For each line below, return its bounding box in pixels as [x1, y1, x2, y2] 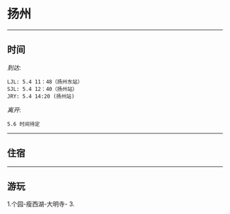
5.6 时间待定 [7, 120, 40, 127]
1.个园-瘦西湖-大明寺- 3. [7, 200, 75, 209]
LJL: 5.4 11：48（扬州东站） [7, 78, 84, 85]
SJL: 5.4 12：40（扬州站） [7, 85, 78, 92]
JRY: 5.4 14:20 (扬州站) [7, 93, 75, 100]
